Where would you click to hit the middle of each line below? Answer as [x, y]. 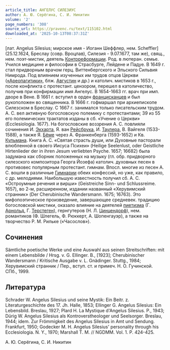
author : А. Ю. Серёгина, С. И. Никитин [47, 15]
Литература [25, 288]
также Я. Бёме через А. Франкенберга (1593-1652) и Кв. [84, 135]
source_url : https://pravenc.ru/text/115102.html [59, 29]
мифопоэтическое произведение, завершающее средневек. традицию [82, 200]
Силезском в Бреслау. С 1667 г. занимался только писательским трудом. [85, 108]
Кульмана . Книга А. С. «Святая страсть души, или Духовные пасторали [83, 140]
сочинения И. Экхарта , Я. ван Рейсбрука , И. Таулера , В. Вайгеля [75, 129]
